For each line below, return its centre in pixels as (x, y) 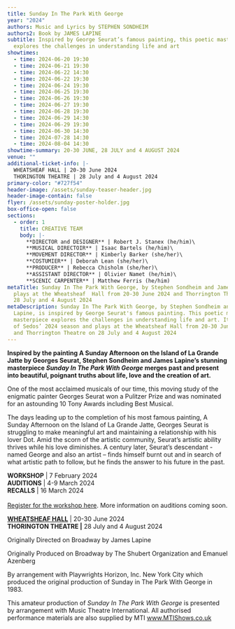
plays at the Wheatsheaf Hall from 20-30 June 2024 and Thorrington (117, 294)
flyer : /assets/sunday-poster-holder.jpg (69, 203)
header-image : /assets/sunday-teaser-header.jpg (79, 190)
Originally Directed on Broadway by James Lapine (79, 539)
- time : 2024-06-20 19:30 (51, 60)
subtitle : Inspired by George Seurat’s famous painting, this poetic (111, 40)
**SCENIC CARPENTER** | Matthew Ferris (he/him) (98, 281)
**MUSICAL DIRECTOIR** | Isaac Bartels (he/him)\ (99, 248)
